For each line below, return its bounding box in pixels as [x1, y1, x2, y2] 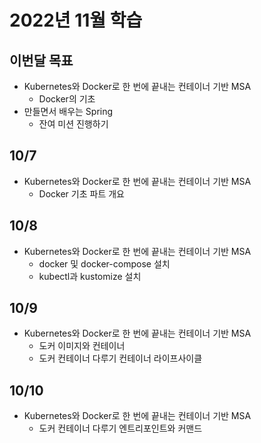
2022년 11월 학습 [9, 9, 143, 32]
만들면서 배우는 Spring [23, 106, 114, 117]
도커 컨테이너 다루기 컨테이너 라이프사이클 [38, 352, 203, 365]
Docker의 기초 [38, 93, 96, 105]
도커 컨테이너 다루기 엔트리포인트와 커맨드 [38, 422, 203, 435]
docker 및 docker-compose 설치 [38, 257, 171, 270]
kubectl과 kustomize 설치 [38, 270, 142, 282]
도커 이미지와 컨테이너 [38, 340, 126, 352]
